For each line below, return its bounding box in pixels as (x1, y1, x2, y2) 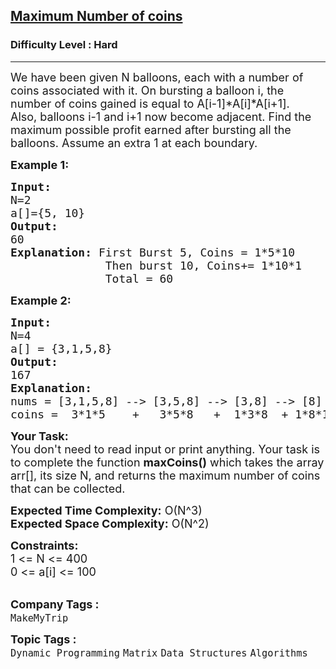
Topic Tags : (10, 632, 77, 646)
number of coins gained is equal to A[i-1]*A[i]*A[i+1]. (10, 96, 290, 111)
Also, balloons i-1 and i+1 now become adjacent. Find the (10, 109, 312, 124)
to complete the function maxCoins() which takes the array (10, 455, 325, 469)
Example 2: (10, 293, 72, 308)
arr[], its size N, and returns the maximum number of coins (10, 468, 321, 483)
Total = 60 (104, 271, 174, 286)
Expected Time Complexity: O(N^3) (10, 503, 203, 518)
